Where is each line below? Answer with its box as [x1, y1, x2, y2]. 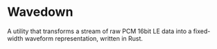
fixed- [193, 27, 211, 35]
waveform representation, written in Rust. [24, 34, 144, 42]
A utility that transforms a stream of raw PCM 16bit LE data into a [7, 27, 192, 35]
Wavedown [7, 4, 73, 20]
